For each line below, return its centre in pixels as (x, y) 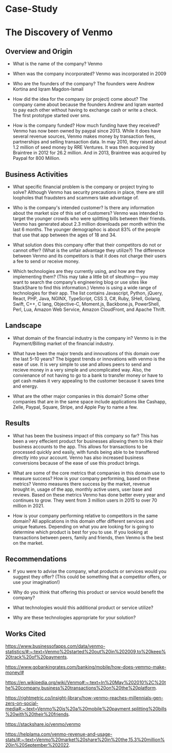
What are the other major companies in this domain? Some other (81, 396)
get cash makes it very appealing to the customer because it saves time (89, 380)
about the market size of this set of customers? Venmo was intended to (88, 213)
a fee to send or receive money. (46, 261)
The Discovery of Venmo (59, 33)
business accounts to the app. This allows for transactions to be (80, 446)
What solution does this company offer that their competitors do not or (87, 245)
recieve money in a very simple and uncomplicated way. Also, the (82, 370)
